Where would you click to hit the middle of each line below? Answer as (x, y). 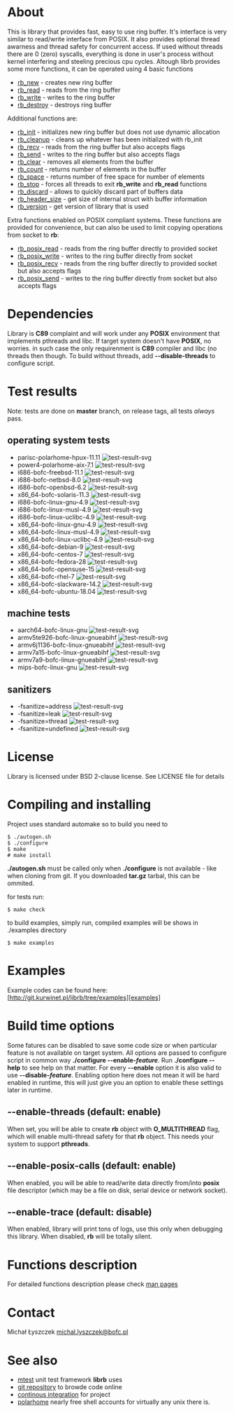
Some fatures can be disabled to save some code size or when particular (112, 1045)
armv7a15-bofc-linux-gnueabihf (63, 653)
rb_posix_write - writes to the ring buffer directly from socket (105, 256)
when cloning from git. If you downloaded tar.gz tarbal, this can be (104, 876)
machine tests (39, 614)
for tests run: (25, 897)
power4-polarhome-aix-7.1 (56, 465)
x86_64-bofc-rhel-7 (46, 576)
